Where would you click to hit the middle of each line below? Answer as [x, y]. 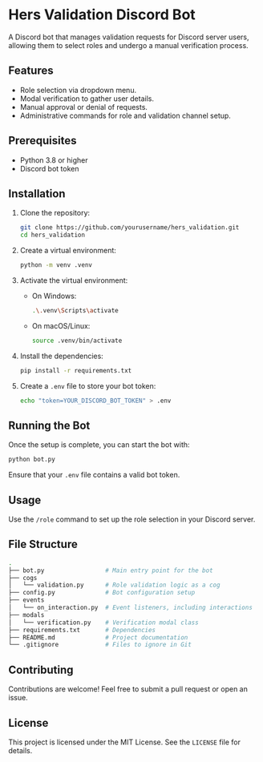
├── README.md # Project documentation [98, 637]
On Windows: [54, 296]
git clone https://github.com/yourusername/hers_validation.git [129, 228]
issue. [18, 698]
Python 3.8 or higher [54, 160]
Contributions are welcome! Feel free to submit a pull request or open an [128, 689]
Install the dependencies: [62, 356]
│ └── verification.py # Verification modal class [103, 623]
